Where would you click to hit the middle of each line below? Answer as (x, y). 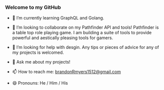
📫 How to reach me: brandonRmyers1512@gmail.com (66, 72)
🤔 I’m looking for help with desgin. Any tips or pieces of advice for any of (85, 47)
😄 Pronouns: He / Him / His (40, 83)
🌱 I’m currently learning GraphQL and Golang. (58, 18)
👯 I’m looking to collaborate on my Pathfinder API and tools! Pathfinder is (85, 27)
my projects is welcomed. (38, 52)
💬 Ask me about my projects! (41, 62)
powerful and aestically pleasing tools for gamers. (63, 38)
